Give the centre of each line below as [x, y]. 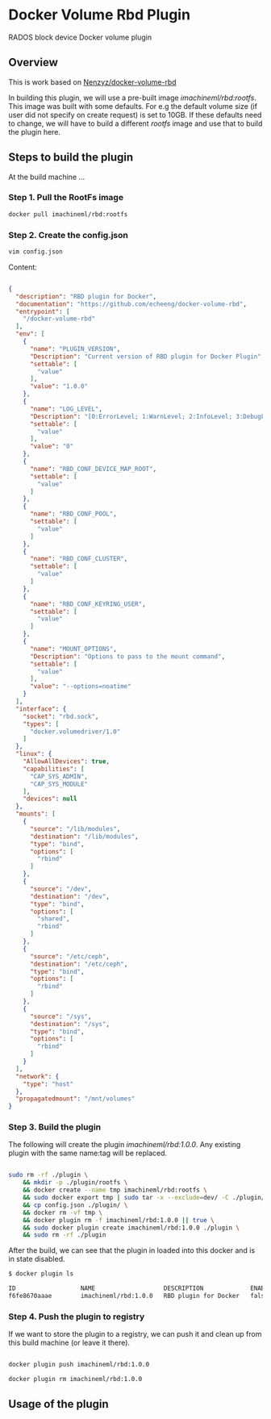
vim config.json [35, 252]
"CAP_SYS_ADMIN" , [59, 776]
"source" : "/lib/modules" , [75, 828]
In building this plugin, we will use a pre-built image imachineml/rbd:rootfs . [132, 98]
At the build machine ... [47, 177]
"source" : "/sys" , [60, 1016]
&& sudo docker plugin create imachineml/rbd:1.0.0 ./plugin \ [131, 1228]
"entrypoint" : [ [43, 311]
